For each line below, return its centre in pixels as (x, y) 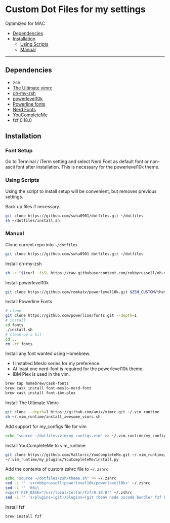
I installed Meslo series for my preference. (56, 364)
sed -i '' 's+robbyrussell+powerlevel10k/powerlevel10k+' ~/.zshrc (78, 483)
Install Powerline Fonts (29, 302)
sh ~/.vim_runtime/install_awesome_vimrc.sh (53, 417)
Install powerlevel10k (27, 282)
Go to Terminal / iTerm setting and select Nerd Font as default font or (77, 161)
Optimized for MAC (25, 23)
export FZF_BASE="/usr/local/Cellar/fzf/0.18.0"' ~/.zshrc (69, 493)
